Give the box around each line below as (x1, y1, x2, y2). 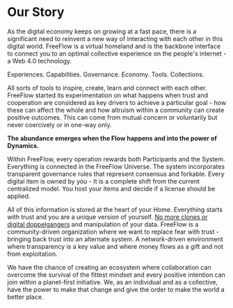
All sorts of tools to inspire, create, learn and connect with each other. (7, 83, 207, 92)
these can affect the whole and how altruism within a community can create (7, 106, 225, 114)
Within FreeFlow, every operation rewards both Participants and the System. (7, 154, 225, 163)
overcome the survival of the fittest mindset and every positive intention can (7, 270, 226, 279)
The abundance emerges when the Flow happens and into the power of (7, 133, 218, 143)
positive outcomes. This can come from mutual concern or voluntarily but (7, 113, 218, 122)
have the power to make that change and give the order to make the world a (7, 285, 225, 293)
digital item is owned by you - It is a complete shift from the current (7, 177, 200, 185)
